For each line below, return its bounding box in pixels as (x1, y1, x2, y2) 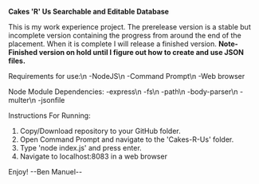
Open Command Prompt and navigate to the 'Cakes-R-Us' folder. (19, 135, 234, 144)
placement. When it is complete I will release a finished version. (8, 39, 218, 49)
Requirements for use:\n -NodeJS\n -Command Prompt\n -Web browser (8, 72, 245, 80)
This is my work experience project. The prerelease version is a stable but (8, 22, 251, 31)
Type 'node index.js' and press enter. (19, 143, 142, 152)
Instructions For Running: (8, 111, 91, 120)
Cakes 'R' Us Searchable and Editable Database (8, 7, 170, 16)
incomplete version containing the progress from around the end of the (8, 31, 241, 40)
